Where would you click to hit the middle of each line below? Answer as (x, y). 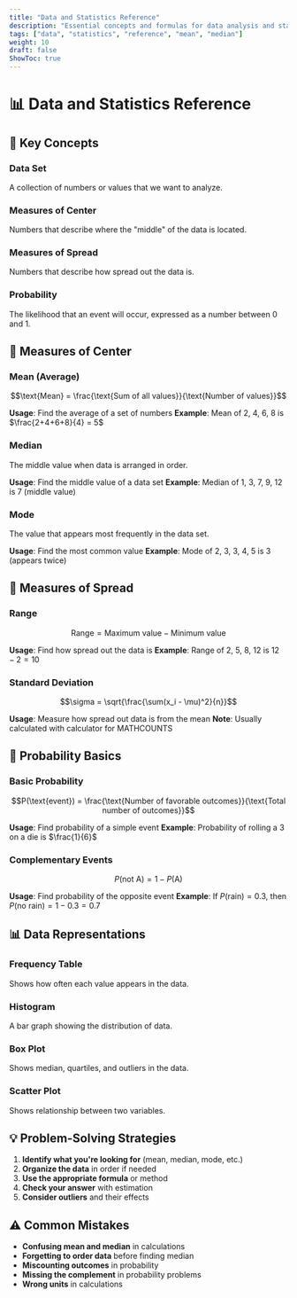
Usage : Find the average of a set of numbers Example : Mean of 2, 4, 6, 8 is (147, 413)
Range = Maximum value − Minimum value (148, 633)
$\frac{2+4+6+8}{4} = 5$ (57, 423)
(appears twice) (38, 560)
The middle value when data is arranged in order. (99, 465)
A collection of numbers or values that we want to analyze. (116, 187)
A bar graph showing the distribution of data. (91, 1026)
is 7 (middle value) (43, 491)
